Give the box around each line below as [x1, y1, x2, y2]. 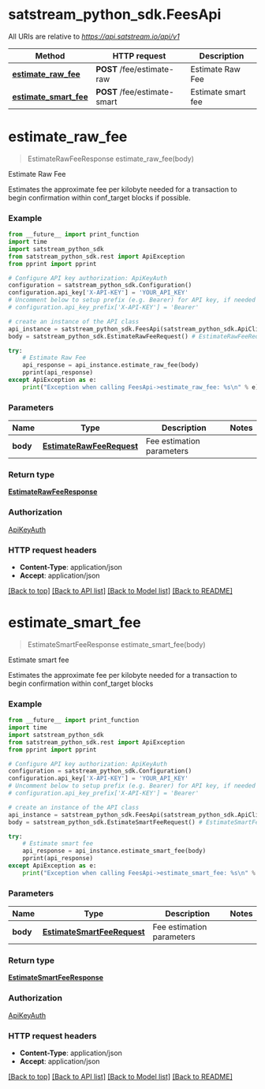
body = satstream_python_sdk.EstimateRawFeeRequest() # [8, 332, 196, 340]
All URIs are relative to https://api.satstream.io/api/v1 [8, 32, 180, 41]
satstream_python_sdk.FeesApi [8, 6, 222, 24]
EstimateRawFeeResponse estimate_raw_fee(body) [27, 154, 195, 163]
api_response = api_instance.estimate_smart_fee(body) [22, 847, 207, 855]
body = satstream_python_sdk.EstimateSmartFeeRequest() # [8, 818, 203, 826]
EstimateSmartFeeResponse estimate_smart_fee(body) [27, 639, 206, 649]
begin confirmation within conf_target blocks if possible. [8, 193, 191, 202]
